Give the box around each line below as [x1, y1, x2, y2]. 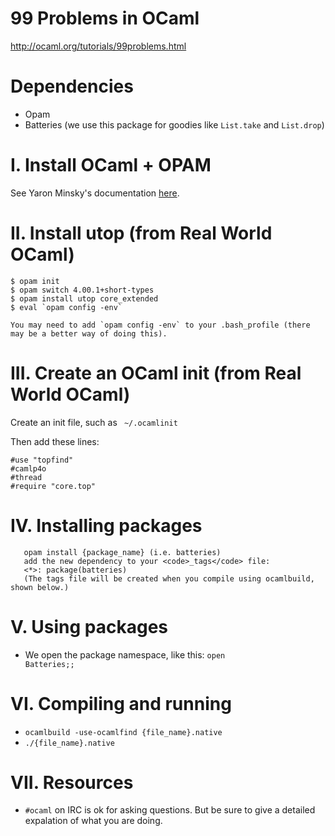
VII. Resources [10, 771, 134, 794]
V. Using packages [10, 615, 169, 638]
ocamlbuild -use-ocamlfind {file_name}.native [24, 727, 223, 737]
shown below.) [10, 582, 70, 592]
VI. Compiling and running [10, 692, 232, 715]
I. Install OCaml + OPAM [10, 154, 212, 177]
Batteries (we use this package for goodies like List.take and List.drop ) [24, 118, 325, 131]
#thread [10, 472, 43, 482]
